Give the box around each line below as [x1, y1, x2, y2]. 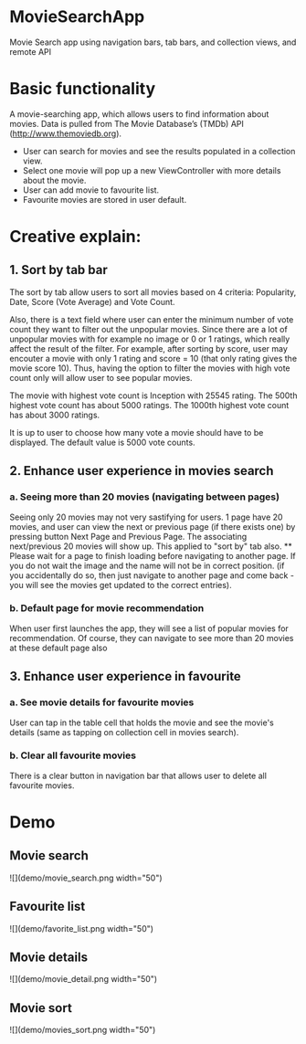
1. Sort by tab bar [9, 262, 108, 278]
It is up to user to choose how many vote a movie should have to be [9, 427, 264, 438]
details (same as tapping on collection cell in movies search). [9, 726, 239, 737]
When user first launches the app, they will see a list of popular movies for [9, 623, 290, 634]
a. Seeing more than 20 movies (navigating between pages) [9, 490, 280, 503]
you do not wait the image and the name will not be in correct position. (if [9, 560, 285, 571]
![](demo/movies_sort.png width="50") [9, 1025, 156, 1036]
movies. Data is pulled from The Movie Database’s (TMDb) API [9, 118, 244, 129]
